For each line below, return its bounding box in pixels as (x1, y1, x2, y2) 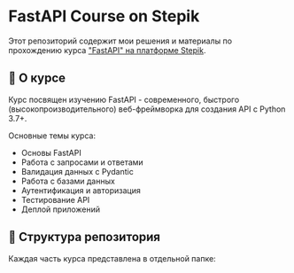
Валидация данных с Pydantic (20, 166, 134, 176)
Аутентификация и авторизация (20, 184, 141, 196)
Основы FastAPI (20, 147, 81, 158)
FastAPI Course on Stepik (8, 6, 200, 27)
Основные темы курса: (8, 130, 97, 141)
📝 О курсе (8, 71, 66, 86)
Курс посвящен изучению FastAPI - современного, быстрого (8, 94, 240, 105)
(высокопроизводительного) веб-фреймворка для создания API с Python (8, 104, 286, 114)
